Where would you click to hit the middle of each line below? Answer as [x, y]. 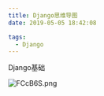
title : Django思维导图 [43, 15]
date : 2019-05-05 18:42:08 [52, 23]
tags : [17, 37]
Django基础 [27, 68]
